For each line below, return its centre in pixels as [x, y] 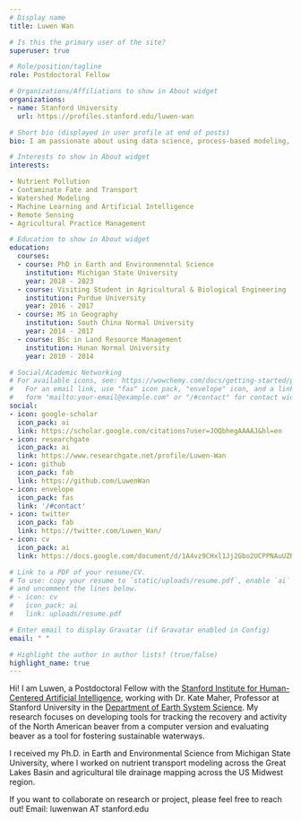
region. [22, 782]
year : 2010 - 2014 [60, 356]
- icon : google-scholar [54, 414]
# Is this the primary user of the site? [88, 42]
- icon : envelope [42, 489]
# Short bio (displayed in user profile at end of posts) [120, 132]
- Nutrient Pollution [50, 182]
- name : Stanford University [64, 108]
